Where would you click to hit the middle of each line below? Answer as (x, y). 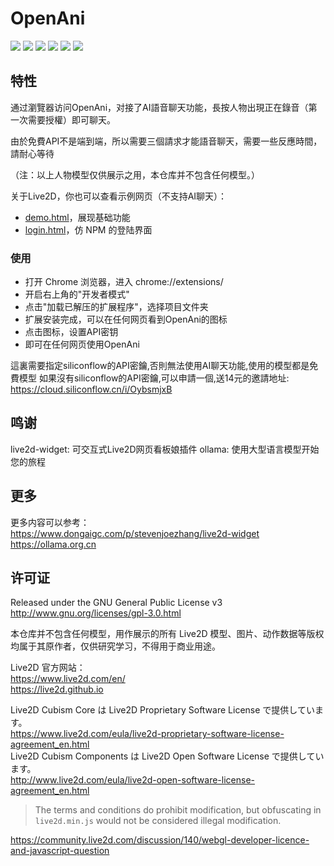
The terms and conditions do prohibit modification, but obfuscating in (178, 810)
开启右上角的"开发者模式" (77, 294)
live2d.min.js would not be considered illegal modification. (158, 821)
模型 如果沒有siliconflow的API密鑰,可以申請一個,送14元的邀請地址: (154, 378)
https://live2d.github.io (57, 689)
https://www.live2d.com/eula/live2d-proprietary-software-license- (147, 734)
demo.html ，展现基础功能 (77, 217)
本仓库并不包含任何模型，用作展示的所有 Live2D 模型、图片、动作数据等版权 (167, 634)
